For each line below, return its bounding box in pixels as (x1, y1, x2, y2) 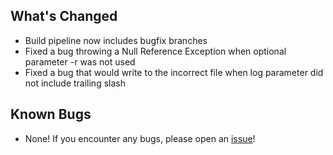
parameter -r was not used (24, 55, 136, 68)
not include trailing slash (24, 77, 126, 89)
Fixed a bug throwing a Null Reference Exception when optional (24, 45, 287, 57)
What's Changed (10, 8, 118, 25)
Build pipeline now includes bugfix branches (24, 34, 208, 46)
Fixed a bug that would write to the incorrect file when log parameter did (24, 66, 324, 78)
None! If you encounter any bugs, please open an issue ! (24, 132, 256, 144)
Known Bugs (10, 106, 92, 123)
